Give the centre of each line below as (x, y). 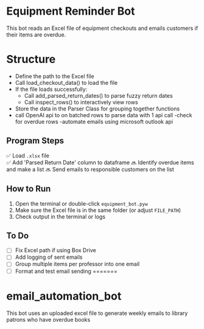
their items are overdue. (36, 34)
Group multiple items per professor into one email (77, 264)
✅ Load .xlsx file (28, 155)
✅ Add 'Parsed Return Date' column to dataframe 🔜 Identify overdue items (100, 162)
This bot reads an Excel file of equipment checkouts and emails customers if (102, 28)
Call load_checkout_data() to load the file (66, 82)
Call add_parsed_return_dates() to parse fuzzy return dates (98, 95)
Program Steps (35, 141)
